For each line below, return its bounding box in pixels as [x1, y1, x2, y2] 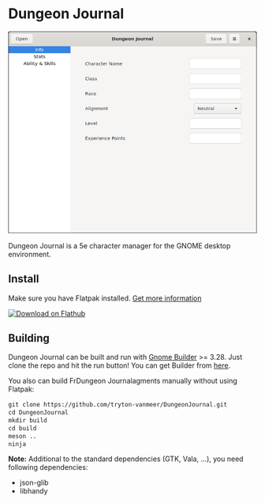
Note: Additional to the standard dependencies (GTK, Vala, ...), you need [8, 454, 244, 463]
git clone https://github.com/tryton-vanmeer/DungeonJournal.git [8, 401, 227, 409]
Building [8, 331, 50, 345]
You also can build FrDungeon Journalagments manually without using [8, 376, 238, 386]
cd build [8, 425, 37, 433]
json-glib [19, 478, 49, 487]
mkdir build [8, 417, 47, 425]
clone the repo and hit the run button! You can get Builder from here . [8, 361, 231, 370]
